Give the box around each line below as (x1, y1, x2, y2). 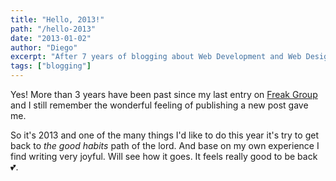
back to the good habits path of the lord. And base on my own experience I (10, 140, 320, 151)
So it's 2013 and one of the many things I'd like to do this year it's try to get (10, 129, 319, 141)
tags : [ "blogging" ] (10, 61, 92, 71)
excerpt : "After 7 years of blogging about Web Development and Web (10, 52, 302, 62)
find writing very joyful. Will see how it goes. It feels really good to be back (10, 151, 318, 162)
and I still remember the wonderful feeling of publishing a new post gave (10, 99, 309, 111)
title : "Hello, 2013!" (10, 14, 105, 25)
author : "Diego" (10, 42, 78, 53)
